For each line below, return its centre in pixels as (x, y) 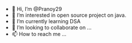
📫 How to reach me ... (39, 34)
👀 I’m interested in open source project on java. (69, 15)
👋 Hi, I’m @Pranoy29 (37, 9)
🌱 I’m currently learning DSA (46, 21)
